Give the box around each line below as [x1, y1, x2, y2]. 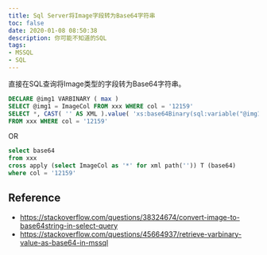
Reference [8, 191, 61, 205]
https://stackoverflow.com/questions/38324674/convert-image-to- [19, 212, 240, 222]
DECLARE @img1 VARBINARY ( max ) [8, 95, 119, 103]
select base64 [8, 147, 56, 155]
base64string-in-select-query [19, 221, 118, 230]
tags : [8, 41, 26, 49]
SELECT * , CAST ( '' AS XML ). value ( [8, 109, 130, 118]
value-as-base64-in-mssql [19, 237, 109, 247]
